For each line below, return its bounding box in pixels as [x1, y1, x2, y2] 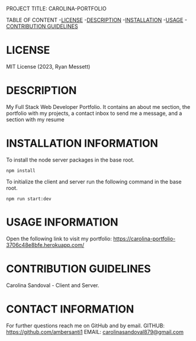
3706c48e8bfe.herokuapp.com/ [6, 241, 85, 248]
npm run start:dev [6, 195, 52, 202]
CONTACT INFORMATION [6, 302, 134, 316]
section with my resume [6, 115, 65, 123]
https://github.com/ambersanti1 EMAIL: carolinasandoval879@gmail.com [6, 328, 184, 335]
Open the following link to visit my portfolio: [6, 235, 113, 242]
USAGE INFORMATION [6, 215, 118, 229]
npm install [6, 168, 36, 173]
